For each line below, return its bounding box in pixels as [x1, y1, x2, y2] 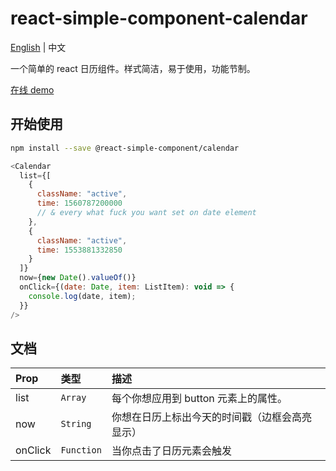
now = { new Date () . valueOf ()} [19, 273, 137, 283]
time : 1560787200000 [36, 198, 123, 209]
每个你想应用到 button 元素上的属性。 [111, 392, 288, 406]
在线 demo [10, 83, 55, 96]
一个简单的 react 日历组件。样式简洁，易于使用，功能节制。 [10, 62, 256, 74]
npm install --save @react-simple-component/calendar [10, 143, 240, 153]
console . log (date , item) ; [28, 291, 137, 301]
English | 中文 [10, 41, 67, 53]
